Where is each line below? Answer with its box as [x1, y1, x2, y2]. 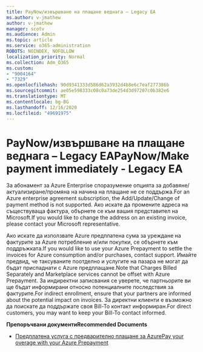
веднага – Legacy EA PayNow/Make [6, 149, 190, 163]
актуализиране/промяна [6, 188, 70, 195]
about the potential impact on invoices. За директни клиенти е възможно [6, 296, 193, 304]
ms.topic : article [6, 37, 53, 43]
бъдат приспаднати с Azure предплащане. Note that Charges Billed [6, 264, 177, 272]
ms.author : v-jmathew [6, 15, 61, 21]
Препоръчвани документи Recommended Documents [6, 321, 147, 328]
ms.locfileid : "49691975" [6, 110, 72, 116]
